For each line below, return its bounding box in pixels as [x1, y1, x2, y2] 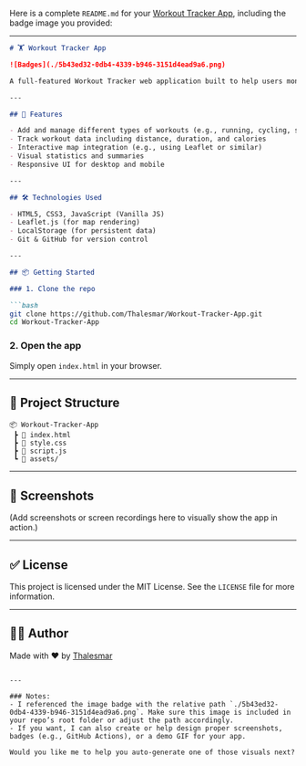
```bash [9, 300, 39, 310]
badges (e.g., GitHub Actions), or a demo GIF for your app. [9, 731, 247, 740]
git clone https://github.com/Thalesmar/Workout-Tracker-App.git [9, 310, 262, 319]
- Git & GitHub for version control [9, 235, 148, 245]
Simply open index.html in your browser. [9, 360, 162, 371]
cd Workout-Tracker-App [9, 318, 100, 327]
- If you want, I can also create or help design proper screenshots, [9, 723, 283, 733]
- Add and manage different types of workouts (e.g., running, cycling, [9, 126, 291, 135]
